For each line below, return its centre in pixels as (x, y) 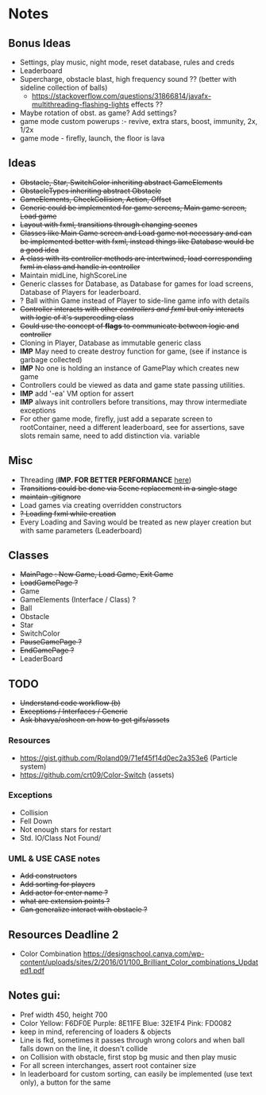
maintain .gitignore (50, 497)
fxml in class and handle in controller (80, 266)
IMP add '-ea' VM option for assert (77, 393)
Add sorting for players (57, 884)
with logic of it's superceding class (77, 317)
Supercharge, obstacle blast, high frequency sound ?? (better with (128, 79)
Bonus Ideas (40, 43)
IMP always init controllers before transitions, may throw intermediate (133, 401)
